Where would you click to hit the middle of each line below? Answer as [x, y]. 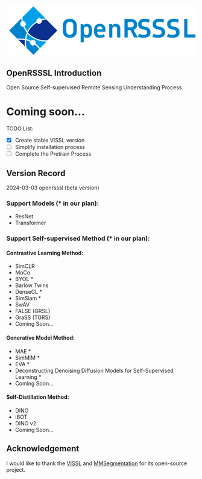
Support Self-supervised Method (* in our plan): [78, 238]
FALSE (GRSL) [33, 311]
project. [16, 469]
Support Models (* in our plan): [53, 203]
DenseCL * [28, 292]
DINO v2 [26, 423]
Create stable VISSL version [50, 141]
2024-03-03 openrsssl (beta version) [53, 188]
